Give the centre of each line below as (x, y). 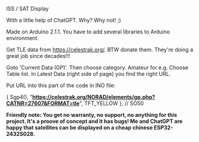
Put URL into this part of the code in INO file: (61, 85)
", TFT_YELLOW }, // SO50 (111, 103)
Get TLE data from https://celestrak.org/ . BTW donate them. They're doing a (100, 50)
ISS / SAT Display (27, 9)
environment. (22, 38)
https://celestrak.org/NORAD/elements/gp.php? (94, 97)
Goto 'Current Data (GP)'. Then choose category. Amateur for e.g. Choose (97, 67)
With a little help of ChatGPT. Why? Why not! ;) (64, 20)
